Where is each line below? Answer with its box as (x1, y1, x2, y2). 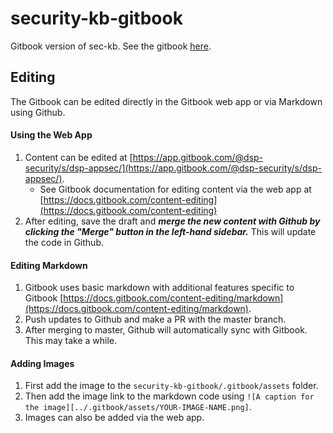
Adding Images (10, 357, 75, 369)
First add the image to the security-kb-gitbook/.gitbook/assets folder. (24, 380, 319, 392)
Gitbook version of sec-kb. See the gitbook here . (10, 40, 212, 52)
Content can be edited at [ (24, 151, 133, 163)
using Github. (10, 106, 66, 118)
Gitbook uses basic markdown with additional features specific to (24, 282, 295, 294)
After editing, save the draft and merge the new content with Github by (24, 215, 321, 227)
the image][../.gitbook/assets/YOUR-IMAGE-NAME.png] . (24, 401, 252, 413)
